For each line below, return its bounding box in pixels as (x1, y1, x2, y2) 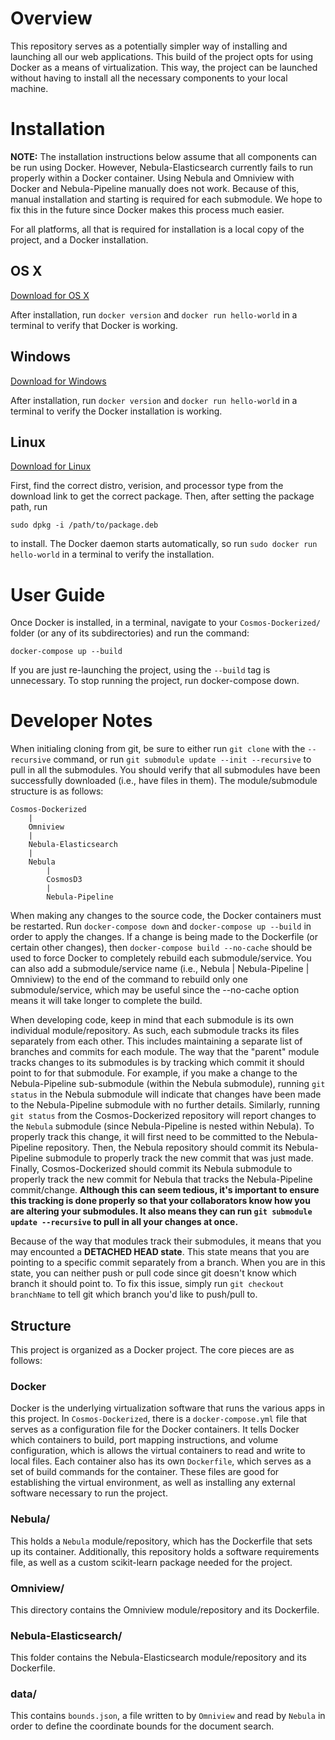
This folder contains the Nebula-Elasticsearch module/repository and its (10, 1652, 307, 1664)
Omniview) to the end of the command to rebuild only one (10, 973, 248, 986)
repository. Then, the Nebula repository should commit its (45, 1142, 283, 1154)
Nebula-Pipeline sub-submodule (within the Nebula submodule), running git (10, 1078, 326, 1090)
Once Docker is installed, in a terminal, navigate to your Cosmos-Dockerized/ (10, 617, 322, 629)
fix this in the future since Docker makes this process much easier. (10, 203, 285, 216)
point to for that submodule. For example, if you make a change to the (10, 1067, 298, 1079)
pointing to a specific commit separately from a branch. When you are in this (10, 1257, 326, 1269)
